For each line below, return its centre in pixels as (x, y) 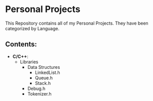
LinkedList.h (47, 72)
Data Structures (44, 67)
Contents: (21, 44)
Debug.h (36, 88)
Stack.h (43, 83)
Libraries (29, 62)
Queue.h (44, 78)
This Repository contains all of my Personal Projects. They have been (77, 23)
